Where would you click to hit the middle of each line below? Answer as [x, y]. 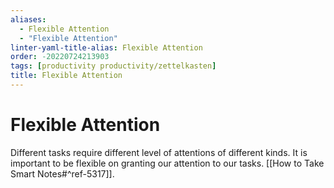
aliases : [28, 19]
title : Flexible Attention [66, 76]
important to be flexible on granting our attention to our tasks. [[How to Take [167, 163]
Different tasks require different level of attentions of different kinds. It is [159, 152]
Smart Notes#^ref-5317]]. [62, 173]
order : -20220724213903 [60, 57]
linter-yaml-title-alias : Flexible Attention [106, 47]
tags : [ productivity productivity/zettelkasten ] [113, 66]
